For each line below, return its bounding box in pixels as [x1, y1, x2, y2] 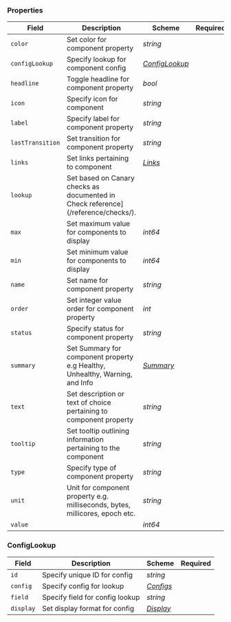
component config [66, 63, 126, 73]
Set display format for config [42, 603, 135, 613]
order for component [66, 304, 134, 314]
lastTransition [10, 139, 60, 147]
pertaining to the [66, 443, 120, 453]
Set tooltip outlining [66, 426, 129, 436]
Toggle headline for [66, 74, 129, 84]
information [66, 435, 104, 444]
